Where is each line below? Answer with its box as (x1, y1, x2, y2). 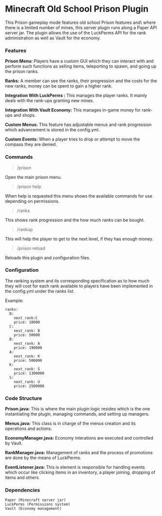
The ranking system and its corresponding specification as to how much (5, 278, 149, 284)
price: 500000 (14, 358, 42, 363)
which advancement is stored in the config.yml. (5, 127, 100, 133)
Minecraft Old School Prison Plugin (5, 3, 149, 15)
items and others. (5, 475, 40, 480)
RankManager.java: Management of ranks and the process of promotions (5, 450, 153, 456)
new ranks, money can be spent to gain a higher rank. (5, 83, 113, 89)
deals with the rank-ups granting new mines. (5, 98, 94, 104)
